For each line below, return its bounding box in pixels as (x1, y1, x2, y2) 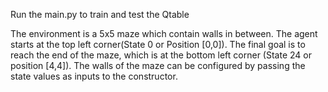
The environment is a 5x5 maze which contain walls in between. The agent (10, 28, 318, 39)
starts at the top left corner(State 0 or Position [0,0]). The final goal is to (10, 39, 306, 50)
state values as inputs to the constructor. (10, 70, 178, 82)
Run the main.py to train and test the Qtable (10, 9, 190, 20)
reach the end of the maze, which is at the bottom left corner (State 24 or (10, 49, 312, 61)
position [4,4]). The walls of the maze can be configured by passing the (10, 60, 306, 71)
